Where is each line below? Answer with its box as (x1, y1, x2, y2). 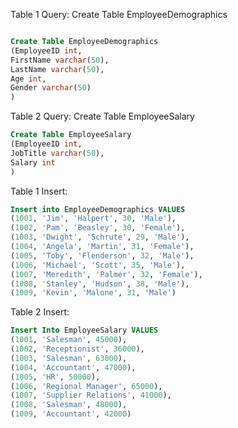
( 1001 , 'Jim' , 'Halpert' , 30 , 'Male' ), (10, 214, 177, 224)
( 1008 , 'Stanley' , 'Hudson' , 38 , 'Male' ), (10, 279, 190, 289)
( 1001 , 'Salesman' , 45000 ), (10, 335, 128, 345)
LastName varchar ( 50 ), (10, 64, 105, 74)
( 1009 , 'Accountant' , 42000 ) (10, 409, 132, 419)
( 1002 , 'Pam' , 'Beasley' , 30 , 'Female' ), (10, 223, 186, 233)
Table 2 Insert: (10, 306, 70, 318)
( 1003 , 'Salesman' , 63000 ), (10, 353, 128, 363)
